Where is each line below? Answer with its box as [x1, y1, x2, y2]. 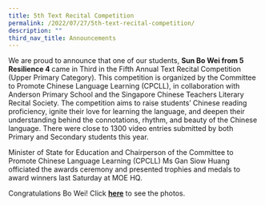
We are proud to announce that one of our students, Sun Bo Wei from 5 [8, 56, 244, 65]
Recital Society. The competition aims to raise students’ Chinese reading [8, 98, 247, 108]
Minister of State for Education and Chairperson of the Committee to [8, 148, 234, 157]
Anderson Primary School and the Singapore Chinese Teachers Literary [8, 89, 244, 100]
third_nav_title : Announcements [8, 34, 116, 42]
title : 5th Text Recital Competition [8, 11, 135, 20]
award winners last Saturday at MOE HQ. [8, 173, 143, 183]
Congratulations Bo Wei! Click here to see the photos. [8, 188, 186, 198]
